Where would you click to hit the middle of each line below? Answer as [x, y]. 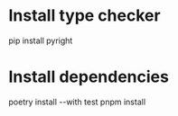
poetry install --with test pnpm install [77, 102]
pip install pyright [41, 40]
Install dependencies [89, 77]
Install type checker [84, 16]
